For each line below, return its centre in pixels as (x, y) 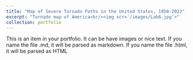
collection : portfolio (34, 22)
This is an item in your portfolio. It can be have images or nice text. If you (94, 39)
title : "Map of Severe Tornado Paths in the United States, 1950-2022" (95, 11)
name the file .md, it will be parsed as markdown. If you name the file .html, (97, 45)
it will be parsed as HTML (37, 51)
